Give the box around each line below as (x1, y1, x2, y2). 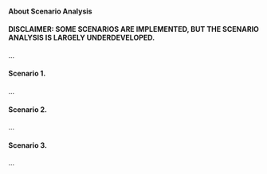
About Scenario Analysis (8, 6, 93, 16)
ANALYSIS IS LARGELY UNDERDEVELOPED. (8, 33, 155, 43)
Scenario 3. (8, 140, 48, 150)
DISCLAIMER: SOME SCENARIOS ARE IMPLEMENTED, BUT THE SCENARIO (8, 25, 259, 34)
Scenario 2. (8, 104, 48, 114)
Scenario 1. (8, 68, 46, 79)
